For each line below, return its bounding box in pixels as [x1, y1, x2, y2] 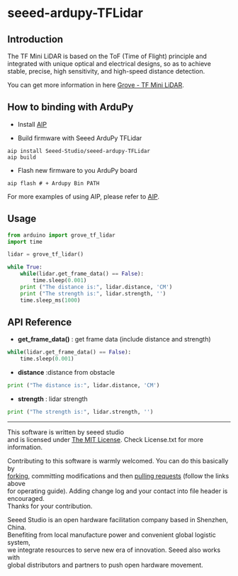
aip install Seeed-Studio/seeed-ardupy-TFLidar [7, 147, 151, 154]
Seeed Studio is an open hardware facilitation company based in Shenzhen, [7, 515, 229, 524]
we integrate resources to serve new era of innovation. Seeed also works [7, 546, 221, 554]
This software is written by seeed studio [7, 427, 125, 436]
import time [7, 238, 42, 245]
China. [7, 523, 27, 531]
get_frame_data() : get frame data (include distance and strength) [17, 335, 211, 344]
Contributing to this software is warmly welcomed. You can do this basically [7, 456, 229, 465]
